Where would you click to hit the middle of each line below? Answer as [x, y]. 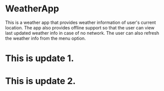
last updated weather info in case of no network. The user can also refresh [82, 33]
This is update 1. [39, 58]
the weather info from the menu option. [45, 38]
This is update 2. [40, 81]
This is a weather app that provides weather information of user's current [80, 22]
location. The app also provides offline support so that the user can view [80, 27]
